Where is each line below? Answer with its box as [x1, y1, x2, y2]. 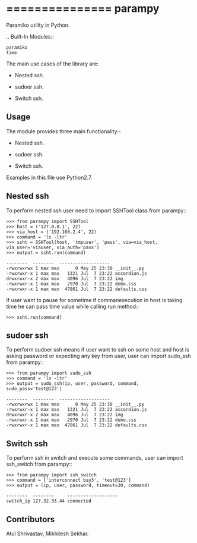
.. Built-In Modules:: [6, 33, 55, 40]
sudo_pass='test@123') [6, 386, 62, 392]
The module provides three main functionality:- [6, 127, 122, 135]
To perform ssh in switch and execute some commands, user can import [6, 454, 183, 462]
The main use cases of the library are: [6, 60, 99, 67]
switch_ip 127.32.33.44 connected [6, 498, 92, 504]
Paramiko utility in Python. [6, 21, 70, 29]
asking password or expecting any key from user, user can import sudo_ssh [6, 353, 191, 360]
